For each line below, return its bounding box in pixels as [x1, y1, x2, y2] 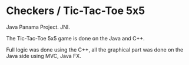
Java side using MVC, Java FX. [6, 52, 81, 59]
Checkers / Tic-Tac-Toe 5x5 [6, 4, 145, 18]
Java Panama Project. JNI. [6, 23, 71, 30]
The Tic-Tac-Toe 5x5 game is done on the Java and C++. [6, 35, 145, 42]
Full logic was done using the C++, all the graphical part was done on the [6, 46, 184, 53]
